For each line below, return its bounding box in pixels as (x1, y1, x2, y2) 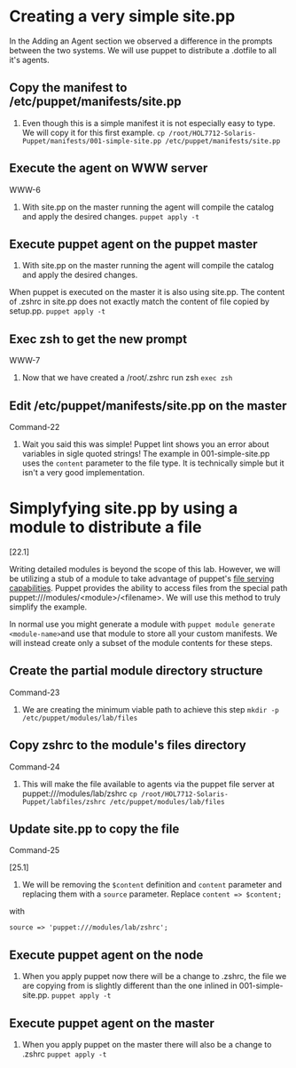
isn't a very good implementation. (21, 467, 144, 477)
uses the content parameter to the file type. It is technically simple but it (21, 458, 284, 468)
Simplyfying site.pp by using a (9, 498, 238, 519)
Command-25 (9, 845, 60, 856)
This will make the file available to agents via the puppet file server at (21, 778, 275, 789)
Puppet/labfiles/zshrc (21, 797, 106, 806)
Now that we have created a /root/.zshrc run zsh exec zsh (21, 372, 233, 383)
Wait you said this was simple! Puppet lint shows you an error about (21, 439, 269, 450)
